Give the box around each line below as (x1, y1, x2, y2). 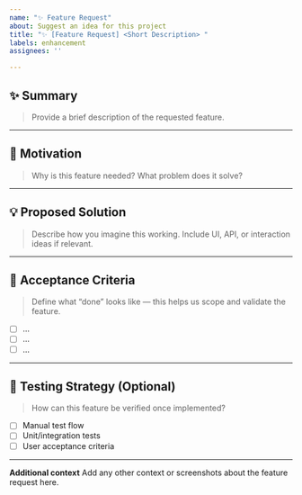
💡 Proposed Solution (9, 204, 127, 220)
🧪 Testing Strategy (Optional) (9, 379, 176, 394)
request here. (9, 476, 59, 487)
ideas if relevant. (31, 238, 93, 248)
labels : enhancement (9, 38, 87, 48)
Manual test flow (22, 420, 84, 431)
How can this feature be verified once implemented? (31, 402, 226, 414)
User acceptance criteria (22, 440, 115, 451)
